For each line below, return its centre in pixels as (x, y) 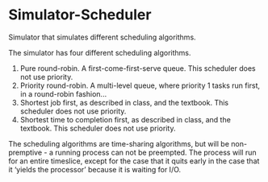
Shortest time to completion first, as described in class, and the (126, 119)
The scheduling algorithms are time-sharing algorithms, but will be (119, 143)
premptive (25, 152)
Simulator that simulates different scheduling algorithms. (102, 37)
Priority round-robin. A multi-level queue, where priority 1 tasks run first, (140, 85)
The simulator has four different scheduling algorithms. (100, 52)
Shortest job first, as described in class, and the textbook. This (124, 102)
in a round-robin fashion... (63, 93)
